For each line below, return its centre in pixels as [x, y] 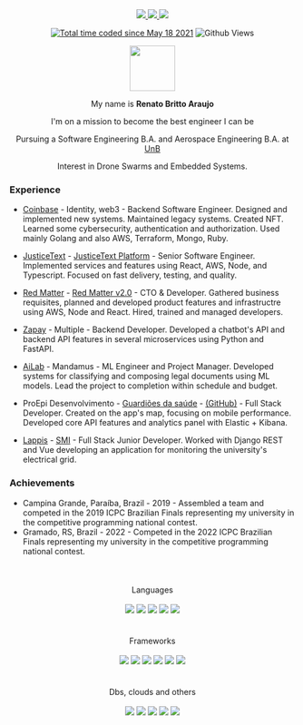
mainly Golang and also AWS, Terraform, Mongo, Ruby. [125, 239]
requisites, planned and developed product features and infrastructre [151, 302]
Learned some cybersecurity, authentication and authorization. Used [151, 229]
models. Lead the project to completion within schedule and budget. [150, 386]
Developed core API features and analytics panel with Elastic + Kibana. [155, 423]
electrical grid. [49, 460]
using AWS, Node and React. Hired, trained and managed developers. [153, 312]
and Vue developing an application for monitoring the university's [145, 450]
